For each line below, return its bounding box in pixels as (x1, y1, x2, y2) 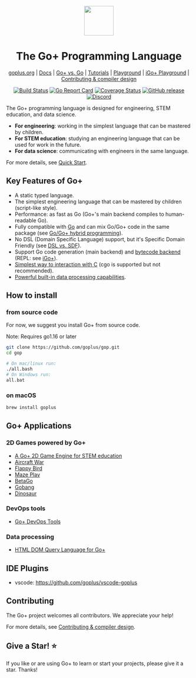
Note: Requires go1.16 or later (6, 333, 77, 340)
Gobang (14, 484, 35, 491)
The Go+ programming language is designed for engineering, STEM (6, 104, 171, 112)
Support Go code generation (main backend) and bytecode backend (14, 248, 181, 255)
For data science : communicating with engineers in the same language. (14, 147, 190, 154)
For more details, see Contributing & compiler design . (6, 623, 135, 630)
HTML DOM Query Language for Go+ (14, 546, 106, 553)
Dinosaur (14, 489, 37, 497)
